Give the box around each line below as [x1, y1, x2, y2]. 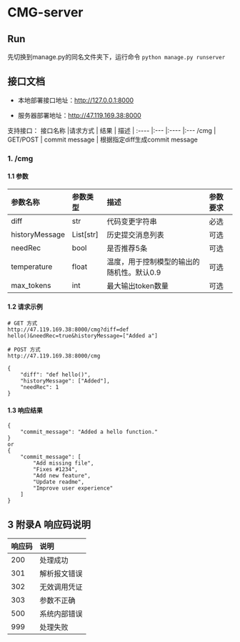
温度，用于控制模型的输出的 [106, 257, 200, 267]
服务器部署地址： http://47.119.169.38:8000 [17, 111, 141, 119]
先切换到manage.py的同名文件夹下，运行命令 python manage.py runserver [7, 53, 226, 61]
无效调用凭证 [39, 582, 84, 592]
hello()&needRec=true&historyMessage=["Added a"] [7, 332, 159, 340]
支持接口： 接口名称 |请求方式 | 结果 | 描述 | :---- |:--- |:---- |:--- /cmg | [7, 126, 216, 134]
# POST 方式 [7, 346, 41, 354]
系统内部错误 [39, 609, 84, 619]
